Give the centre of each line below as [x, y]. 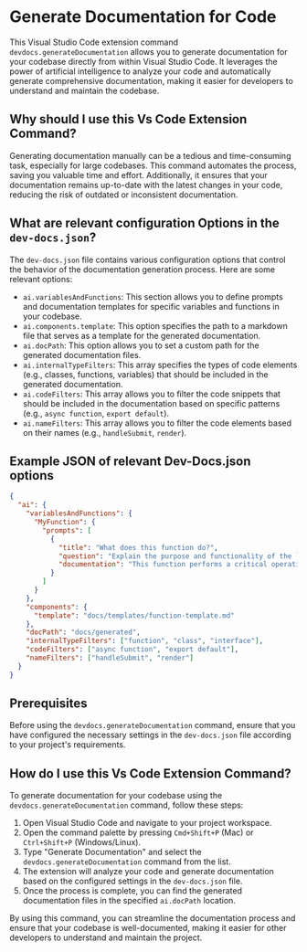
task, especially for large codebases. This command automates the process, [153, 165]
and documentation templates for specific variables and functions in [151, 306]
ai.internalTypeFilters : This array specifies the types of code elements [160, 365]
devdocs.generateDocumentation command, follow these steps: [127, 805]
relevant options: [41, 279]
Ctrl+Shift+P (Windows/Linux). [82, 842]
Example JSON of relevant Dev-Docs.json [130, 461]
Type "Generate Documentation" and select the [112, 852]
